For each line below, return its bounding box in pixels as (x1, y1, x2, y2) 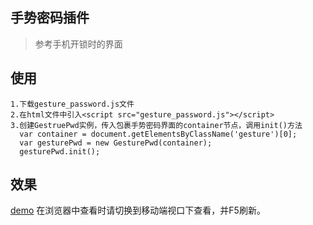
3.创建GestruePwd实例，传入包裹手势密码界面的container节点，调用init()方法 (10, 120, 303, 130)
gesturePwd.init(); (19, 146, 101, 157)
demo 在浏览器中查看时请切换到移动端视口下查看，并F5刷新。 (10, 204, 266, 217)
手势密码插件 (10, 9, 90, 27)
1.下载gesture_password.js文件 (10, 99, 135, 109)
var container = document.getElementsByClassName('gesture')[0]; (19, 129, 298, 139)
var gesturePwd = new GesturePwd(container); (19, 138, 213, 148)
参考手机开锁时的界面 (34, 38, 123, 50)
